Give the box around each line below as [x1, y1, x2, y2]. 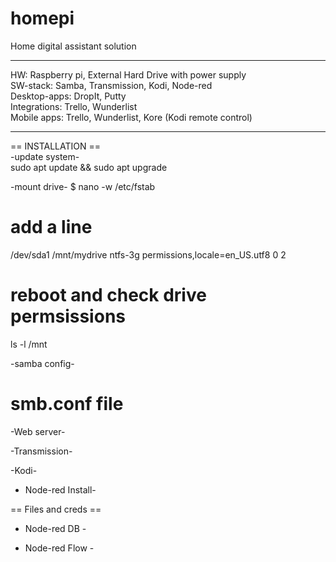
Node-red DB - [24, 522, 87, 534]
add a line [10, 216, 93, 239]
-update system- [10, 150, 80, 162]
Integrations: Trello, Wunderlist [10, 100, 138, 112]
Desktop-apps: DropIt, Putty [10, 90, 127, 102]
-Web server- [10, 425, 66, 437]
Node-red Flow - [24, 542, 95, 554]
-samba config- [10, 357, 75, 369]
